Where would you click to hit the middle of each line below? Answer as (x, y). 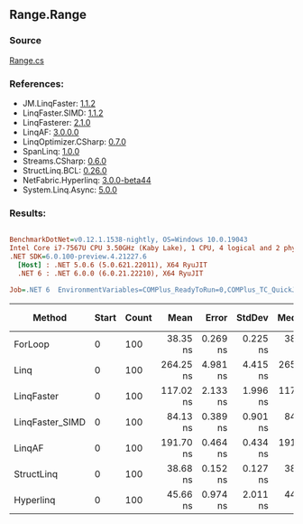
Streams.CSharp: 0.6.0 (64, 161)
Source (26, 41)
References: (37, 83)
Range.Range (48, 15)
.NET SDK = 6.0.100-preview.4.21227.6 (78, 257)
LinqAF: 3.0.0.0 (50, 132)
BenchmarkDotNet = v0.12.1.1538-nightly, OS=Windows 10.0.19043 (129, 240)
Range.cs (27, 60)
